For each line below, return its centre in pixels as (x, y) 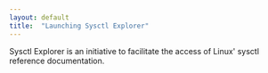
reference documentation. (57, 61)
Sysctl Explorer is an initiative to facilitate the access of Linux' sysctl (134, 51)
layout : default (39, 17)
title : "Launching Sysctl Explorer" (79, 26)
